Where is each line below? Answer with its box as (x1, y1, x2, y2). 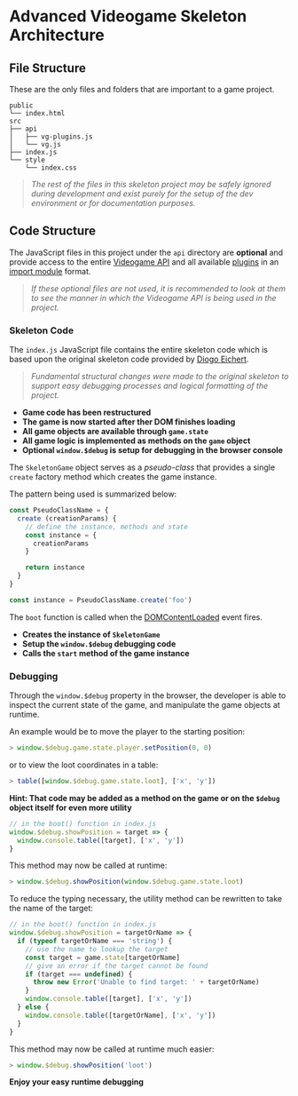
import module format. (9, 266, 91, 276)
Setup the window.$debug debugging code (21, 638, 176, 649)
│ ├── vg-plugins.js (9, 132, 93, 141)
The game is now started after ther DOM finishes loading (21, 417, 236, 427)
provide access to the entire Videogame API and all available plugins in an (9, 256, 279, 267)
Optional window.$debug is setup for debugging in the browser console (21, 445, 284, 456)
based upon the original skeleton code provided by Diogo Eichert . (9, 353, 249, 365)
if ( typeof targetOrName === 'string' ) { (17, 937, 173, 946)
